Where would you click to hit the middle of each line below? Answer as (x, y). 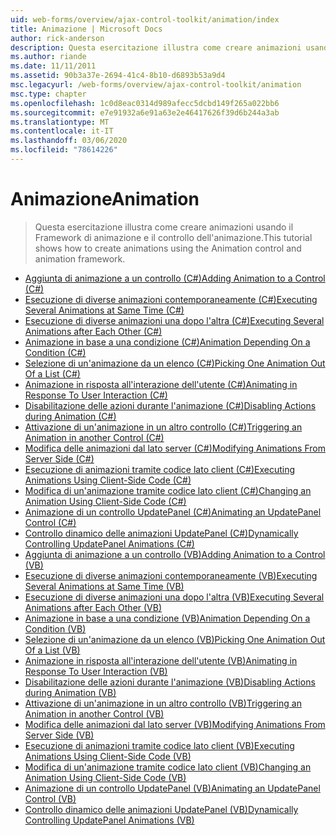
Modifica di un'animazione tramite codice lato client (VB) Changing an (168, 767)
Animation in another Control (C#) (94, 437)
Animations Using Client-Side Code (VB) (108, 756)
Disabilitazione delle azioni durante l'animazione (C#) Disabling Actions (170, 405)
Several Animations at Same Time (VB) (104, 586)
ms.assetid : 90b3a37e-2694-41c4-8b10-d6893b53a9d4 (118, 76)
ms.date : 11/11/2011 (53, 66)
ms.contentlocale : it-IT (62, 131)
